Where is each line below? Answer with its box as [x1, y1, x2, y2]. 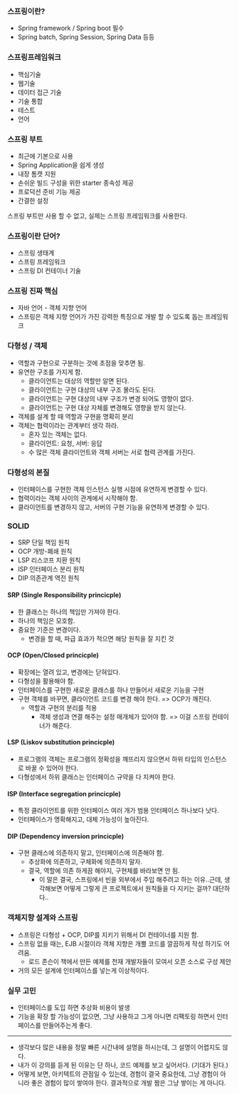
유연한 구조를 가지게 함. [17, 368, 83, 376]
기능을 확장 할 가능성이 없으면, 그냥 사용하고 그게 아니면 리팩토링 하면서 [17, 1012, 216, 1020]
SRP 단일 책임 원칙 [17, 538, 70, 547]
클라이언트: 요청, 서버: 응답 [28, 439, 103, 447]
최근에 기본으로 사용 [17, 151, 73, 160]
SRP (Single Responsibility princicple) [7, 590, 122, 599]
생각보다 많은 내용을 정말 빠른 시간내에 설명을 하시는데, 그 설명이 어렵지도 [17, 1043, 221, 1051]
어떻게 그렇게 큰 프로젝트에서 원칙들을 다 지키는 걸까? [63, 884, 211, 893]
